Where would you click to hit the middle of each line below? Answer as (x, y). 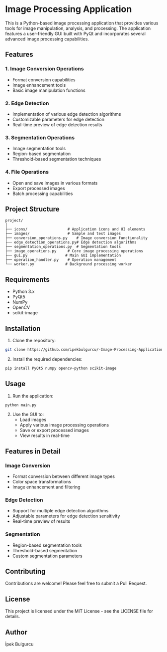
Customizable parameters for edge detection (58, 119)
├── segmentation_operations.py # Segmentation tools (63, 247)
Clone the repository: (34, 340)
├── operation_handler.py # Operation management (61, 260)
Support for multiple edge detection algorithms (60, 511)
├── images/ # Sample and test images (63, 234)
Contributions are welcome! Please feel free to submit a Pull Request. (76, 583)
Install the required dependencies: (47, 359)
